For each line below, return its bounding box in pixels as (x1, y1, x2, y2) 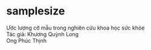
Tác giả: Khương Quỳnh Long (6, 30, 79, 37)
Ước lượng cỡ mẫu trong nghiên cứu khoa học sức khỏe (6, 24, 145, 31)
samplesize (6, 4, 65, 18)
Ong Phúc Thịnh (6, 37, 47, 44)
